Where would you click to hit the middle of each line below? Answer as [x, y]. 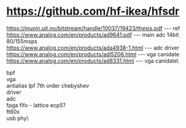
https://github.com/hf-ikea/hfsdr [93, 11]
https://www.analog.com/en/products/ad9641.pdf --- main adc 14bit [93, 34]
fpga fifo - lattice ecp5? [36, 105]
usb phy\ [17, 118]
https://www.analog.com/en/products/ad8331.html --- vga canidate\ [93, 61]
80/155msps [22, 41]
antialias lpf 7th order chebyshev [48, 85]
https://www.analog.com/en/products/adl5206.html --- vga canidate [93, 54]
